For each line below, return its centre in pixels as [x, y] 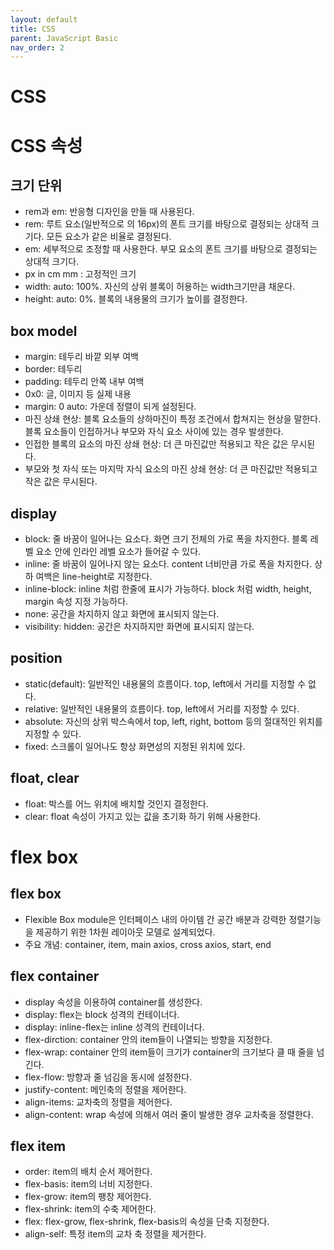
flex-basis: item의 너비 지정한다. [88, 1184]
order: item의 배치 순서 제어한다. [88, 1172]
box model [44, 331]
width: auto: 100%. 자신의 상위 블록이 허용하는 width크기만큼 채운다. [160, 287]
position [36, 658]
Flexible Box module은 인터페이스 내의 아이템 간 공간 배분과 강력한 [155, 919]
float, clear [45, 778]
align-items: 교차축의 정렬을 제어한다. [98, 1102]
